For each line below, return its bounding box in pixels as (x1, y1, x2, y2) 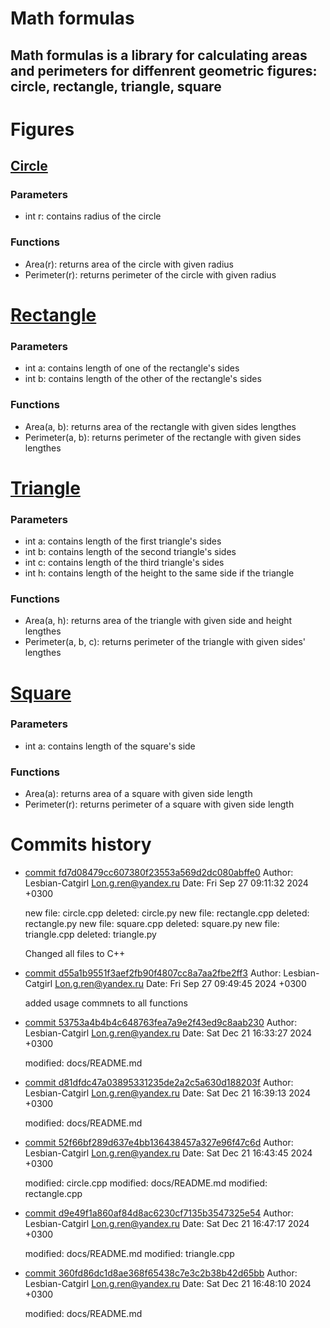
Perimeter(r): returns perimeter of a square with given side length (24, 798, 295, 811)
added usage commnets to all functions (24, 997, 188, 1009)
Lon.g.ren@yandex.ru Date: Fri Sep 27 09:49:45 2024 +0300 (54, 978, 307, 990)
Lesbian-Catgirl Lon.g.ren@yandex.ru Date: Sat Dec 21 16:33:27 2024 (24, 1027, 313, 1039)
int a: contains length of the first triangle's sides (24, 535, 222, 547)
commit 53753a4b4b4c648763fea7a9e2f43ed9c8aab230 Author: (24, 1017, 298, 1029)
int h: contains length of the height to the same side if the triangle (24, 567, 295, 579)
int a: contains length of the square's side (24, 740, 196, 752)
